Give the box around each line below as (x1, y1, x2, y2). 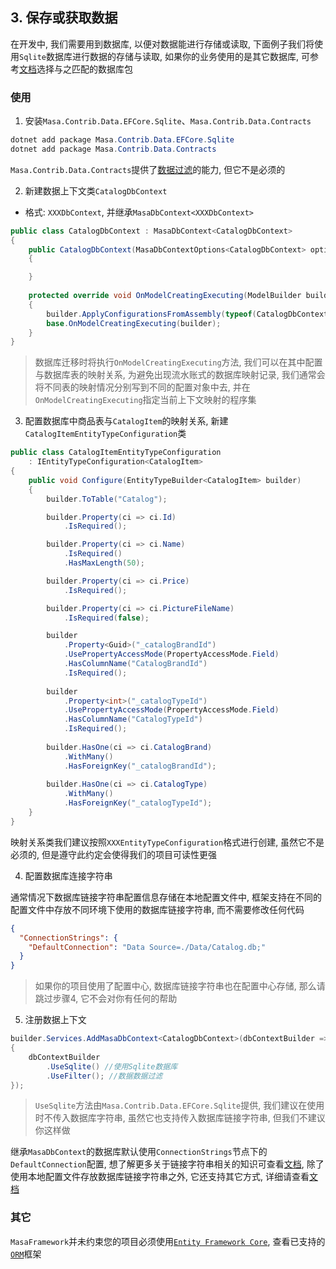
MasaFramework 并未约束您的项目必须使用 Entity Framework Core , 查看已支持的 (10, 1235, 326, 1247)
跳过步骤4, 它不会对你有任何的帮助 (34, 993, 178, 1005)
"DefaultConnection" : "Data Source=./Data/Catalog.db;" (28, 942, 267, 952)
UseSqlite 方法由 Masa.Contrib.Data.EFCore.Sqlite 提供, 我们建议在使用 (34, 1099, 325, 1112)
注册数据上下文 (24, 1014, 87, 1026)
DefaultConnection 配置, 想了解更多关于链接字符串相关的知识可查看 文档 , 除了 (10, 1158, 325, 1170)
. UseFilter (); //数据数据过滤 (46, 1071, 163, 1081)
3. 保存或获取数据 (10, 9, 118, 27)
